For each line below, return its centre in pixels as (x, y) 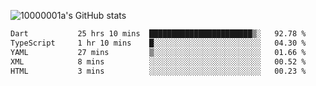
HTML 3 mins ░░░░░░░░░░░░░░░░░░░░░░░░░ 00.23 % (158, 71)
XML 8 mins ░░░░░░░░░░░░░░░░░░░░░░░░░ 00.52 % (158, 61)
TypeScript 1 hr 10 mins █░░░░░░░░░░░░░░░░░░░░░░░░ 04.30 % (158, 43)
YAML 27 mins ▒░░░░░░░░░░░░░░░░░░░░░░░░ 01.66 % (158, 52)
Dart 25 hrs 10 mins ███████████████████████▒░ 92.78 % (158, 34)
